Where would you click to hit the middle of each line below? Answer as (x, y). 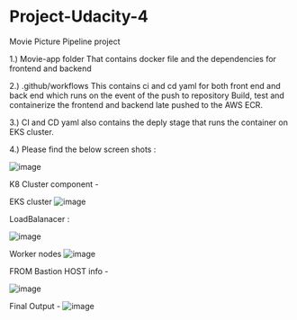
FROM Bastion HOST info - (59, 271)
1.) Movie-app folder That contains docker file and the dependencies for (143, 58)
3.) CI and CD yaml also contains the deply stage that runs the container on (148, 122)
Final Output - (35, 306)
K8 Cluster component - (54, 184)
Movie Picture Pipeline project (65, 41)
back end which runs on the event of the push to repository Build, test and (147, 95)
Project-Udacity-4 (79, 17)
